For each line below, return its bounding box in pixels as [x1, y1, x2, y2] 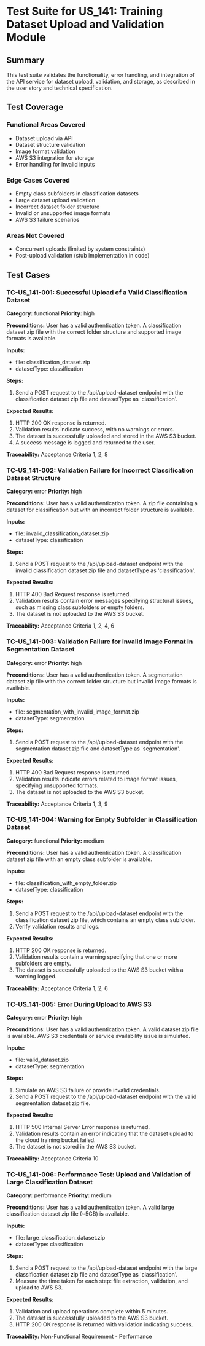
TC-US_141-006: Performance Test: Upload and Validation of [6, 1170, 191, 1179]
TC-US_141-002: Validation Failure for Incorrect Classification [6, 466, 194, 474]
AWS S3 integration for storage [15, 154, 94, 161]
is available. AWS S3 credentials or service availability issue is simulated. [6, 1033, 191, 1040]
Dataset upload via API [15, 134, 73, 142]
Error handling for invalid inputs [15, 160, 95, 168]
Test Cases [6, 269, 50, 280]
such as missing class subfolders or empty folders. [15, 604, 144, 611]
